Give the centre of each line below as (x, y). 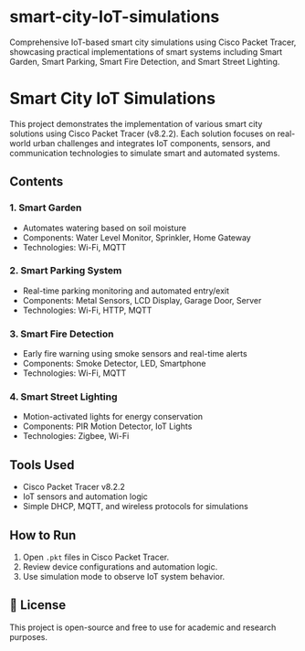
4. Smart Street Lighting (63, 397)
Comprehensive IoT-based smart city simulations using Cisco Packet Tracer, (153, 42)
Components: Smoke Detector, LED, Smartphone (114, 364)
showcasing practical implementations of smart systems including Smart (146, 51)
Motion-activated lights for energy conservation (113, 417)
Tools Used (42, 465)
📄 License (38, 605)
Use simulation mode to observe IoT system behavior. (124, 577)
